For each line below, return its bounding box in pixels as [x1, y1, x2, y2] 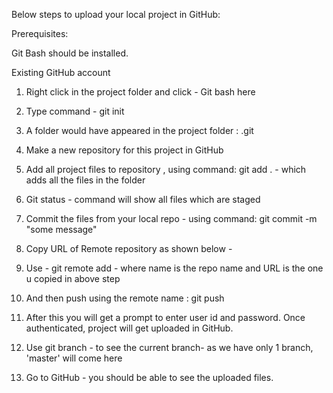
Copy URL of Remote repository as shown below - [25, 243, 233, 254]
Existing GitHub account [11, 67, 111, 78]
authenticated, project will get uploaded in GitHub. [25, 322, 234, 334]
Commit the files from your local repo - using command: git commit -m [25, 213, 318, 224]
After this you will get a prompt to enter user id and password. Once [25, 312, 306, 323]
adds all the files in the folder [25, 174, 146, 186]
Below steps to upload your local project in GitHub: [11, 9, 221, 20]
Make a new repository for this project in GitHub [25, 144, 224, 156]
